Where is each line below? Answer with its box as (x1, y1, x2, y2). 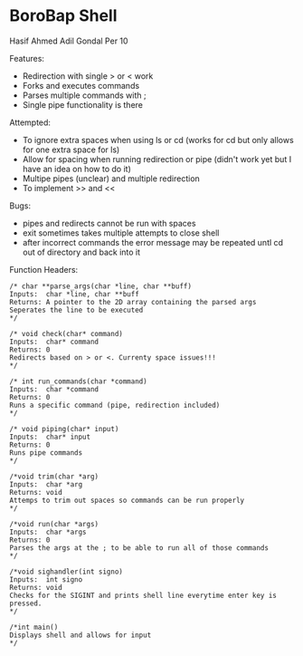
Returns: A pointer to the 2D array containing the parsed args (9, 297, 257, 306)
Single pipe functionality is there (22, 99, 143, 110)
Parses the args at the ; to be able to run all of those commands (9, 543, 270, 553)
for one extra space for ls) (22, 144, 120, 155)
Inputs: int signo (9, 574, 83, 584)
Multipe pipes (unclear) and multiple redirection (22, 173, 201, 184)
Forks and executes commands (22, 80, 140, 91)
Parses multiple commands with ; (22, 90, 147, 101)
